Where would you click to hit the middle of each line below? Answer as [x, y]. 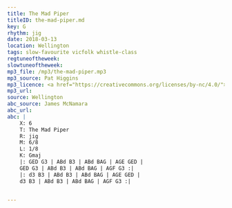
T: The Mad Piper [45, 130]
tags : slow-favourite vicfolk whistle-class [72, 53]
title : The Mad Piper [38, 14]
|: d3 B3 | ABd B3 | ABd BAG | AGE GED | [80, 175]
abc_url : [20, 110]
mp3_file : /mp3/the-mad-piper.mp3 [57, 71]
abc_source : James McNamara [48, 104]
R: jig [29, 136]
